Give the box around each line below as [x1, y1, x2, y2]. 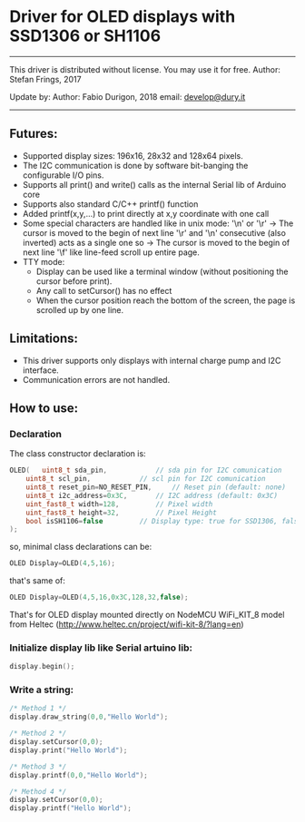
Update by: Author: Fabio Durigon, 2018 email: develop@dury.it [9, 91, 246, 102]
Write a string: [9, 683, 74, 696]
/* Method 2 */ [9, 729, 67, 739]
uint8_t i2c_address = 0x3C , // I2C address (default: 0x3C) [25, 491, 279, 500]
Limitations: [9, 331, 79, 347]
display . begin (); [9, 662, 75, 671]
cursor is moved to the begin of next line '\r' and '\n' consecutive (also [22, 227, 286, 238]
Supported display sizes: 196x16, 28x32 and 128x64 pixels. [22, 150, 243, 161]
